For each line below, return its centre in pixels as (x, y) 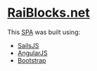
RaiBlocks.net (48, 13)
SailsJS (28, 45)
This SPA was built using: (44, 32)
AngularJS (32, 53)
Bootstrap (32, 60)
